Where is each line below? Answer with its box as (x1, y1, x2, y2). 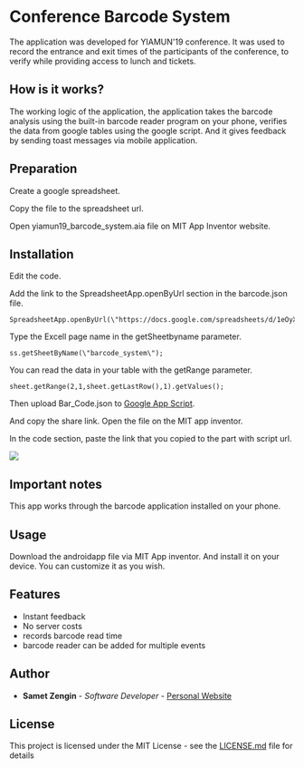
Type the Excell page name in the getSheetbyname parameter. (9, 331, 242, 342)
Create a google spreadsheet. (9, 185, 120, 196)
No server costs (22, 620, 83, 631)
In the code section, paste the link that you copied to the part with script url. (9, 433, 292, 444)
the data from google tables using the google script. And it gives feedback (9, 125, 287, 136)
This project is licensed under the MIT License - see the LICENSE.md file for (9, 741, 293, 752)
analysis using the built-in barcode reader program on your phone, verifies (9, 115, 288, 126)
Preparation (9, 161, 78, 177)
